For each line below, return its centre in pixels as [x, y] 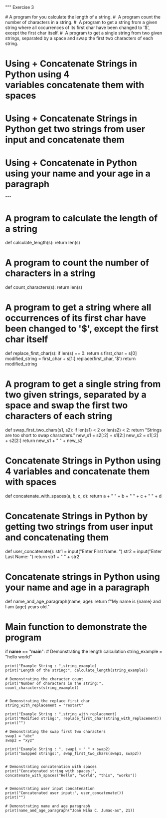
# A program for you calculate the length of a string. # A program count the [83, 17]
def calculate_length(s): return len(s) [43, 243]
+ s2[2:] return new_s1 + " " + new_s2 [44, 441]
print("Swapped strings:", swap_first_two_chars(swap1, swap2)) [73, 753]
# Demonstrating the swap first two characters [56, 731]
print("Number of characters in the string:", [54, 683]
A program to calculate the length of [82, 218]
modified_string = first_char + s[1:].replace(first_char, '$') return [71, 359]
